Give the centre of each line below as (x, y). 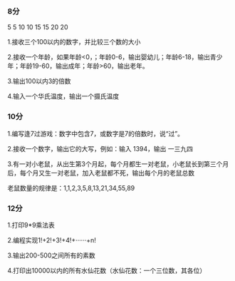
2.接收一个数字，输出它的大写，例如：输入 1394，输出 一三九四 (100, 148)
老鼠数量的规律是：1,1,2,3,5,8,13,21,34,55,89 (71, 188)
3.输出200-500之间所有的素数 (51, 255)
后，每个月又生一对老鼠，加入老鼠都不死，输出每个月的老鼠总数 (101, 173)
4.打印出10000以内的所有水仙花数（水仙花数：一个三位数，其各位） (107, 270)
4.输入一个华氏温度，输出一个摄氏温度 (63, 96)
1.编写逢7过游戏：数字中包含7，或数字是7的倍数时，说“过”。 (95, 133)
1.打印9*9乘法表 (31, 225)
